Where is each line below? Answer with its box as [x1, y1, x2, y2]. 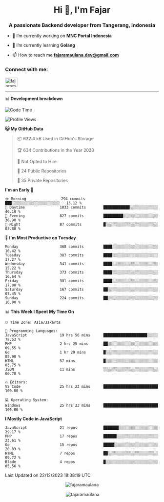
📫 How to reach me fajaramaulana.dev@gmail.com [12, 52, 119, 58]
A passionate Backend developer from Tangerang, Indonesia [9, 22, 155, 29]
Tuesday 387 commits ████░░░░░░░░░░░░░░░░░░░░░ [5, 252, 159, 258]
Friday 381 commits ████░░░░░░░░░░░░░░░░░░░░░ [5, 278, 159, 283]
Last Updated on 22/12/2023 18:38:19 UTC [5, 472, 91, 478]
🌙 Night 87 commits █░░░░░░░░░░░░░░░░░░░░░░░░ [5, 222, 159, 227]
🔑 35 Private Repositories [17, 177, 68, 183]
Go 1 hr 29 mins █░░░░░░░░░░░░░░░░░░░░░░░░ [5, 350, 159, 355]
